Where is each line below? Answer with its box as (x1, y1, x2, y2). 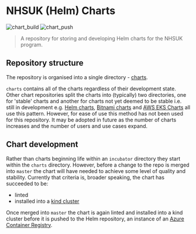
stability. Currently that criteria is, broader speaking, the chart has (6, 174, 165, 181)
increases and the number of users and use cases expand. (6, 122, 148, 130)
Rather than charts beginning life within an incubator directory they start (6, 155, 181, 162)
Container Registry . (6, 221, 53, 228)
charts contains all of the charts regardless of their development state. (6, 85, 177, 92)
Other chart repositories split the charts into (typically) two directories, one (6, 91, 187, 98)
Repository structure (6, 58, 84, 68)
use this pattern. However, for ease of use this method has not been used (6, 110, 183, 117)
